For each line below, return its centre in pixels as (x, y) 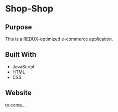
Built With (21, 55)
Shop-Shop (29, 9)
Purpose (19, 27)
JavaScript (23, 66)
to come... (15, 105)
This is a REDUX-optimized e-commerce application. (59, 39)
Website (18, 93)
